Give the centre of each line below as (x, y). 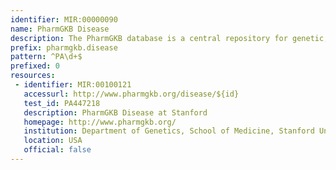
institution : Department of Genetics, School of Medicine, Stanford (169, 131)
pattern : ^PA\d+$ (46, 57)
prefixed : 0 (35, 66)
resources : (33, 76)
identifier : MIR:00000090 (64, 19)
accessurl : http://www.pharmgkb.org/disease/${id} (131, 94)
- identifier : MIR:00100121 (73, 85)
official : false (57, 150)
